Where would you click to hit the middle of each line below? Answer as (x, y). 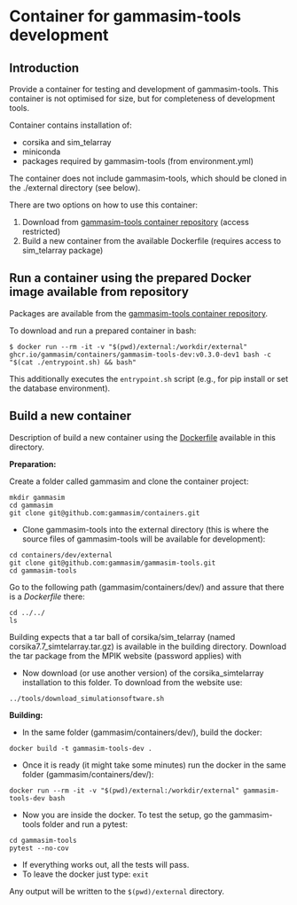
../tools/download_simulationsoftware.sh (87, 698)
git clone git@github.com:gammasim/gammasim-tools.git (113, 563)
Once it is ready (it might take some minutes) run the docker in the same (154, 765)
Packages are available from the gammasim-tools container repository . (139, 313)
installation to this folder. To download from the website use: (132, 682)
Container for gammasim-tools (125, 16)
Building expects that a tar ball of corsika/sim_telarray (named (122, 636)
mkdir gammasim (37, 497)
